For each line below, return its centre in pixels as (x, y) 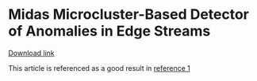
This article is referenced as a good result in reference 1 (99, 68)
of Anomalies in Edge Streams (109, 31)
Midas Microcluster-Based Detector (129, 15)
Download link (32, 53)
